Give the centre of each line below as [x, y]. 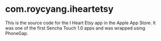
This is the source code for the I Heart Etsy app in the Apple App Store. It [80, 23]
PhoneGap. [17, 33]
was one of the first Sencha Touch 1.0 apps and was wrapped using [75, 28]
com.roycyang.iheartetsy [59, 9]
